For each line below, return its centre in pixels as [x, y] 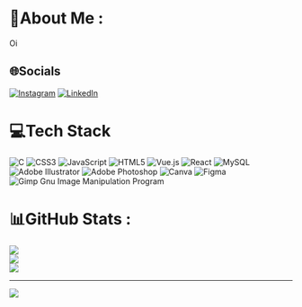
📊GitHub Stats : [71, 219]
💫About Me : [57, 18]
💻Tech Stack [60, 131]
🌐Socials [35, 71]
